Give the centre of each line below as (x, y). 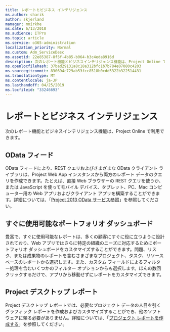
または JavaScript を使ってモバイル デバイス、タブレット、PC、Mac (77, 187)
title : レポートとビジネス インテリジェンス (46, 10)
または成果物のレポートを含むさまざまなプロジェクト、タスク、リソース (89, 256)
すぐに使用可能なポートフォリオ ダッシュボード (79, 224)
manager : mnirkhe (24, 24)
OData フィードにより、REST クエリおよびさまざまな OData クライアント (81, 168)
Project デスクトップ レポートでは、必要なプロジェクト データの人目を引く (83, 305)
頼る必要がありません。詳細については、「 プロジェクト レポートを (91, 318)
